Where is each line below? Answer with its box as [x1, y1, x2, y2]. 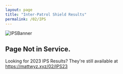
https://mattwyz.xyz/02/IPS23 [5, 63, 68, 69]
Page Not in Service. [5, 44, 71, 53]
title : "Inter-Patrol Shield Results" [5, 12, 87, 17]
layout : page [5, 7, 33, 12]
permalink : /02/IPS [5, 16, 46, 21]
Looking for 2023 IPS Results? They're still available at [5, 58, 118, 64]
